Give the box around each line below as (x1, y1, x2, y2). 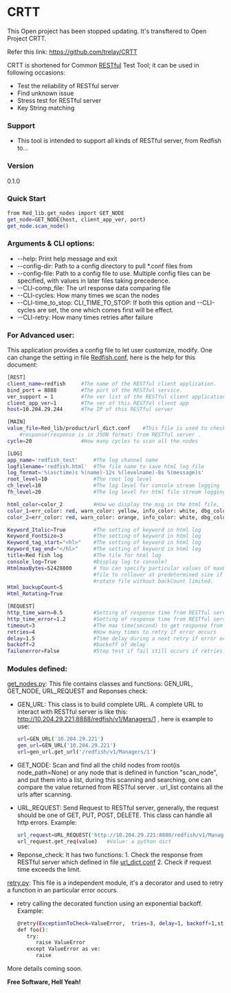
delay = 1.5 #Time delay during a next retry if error (7, 635, 217, 642)
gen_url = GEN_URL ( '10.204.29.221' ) (16, 742, 116, 749)
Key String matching (16, 103, 75, 112)
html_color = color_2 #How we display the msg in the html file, (7, 501, 220, 508)
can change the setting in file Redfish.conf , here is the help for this (7, 353, 196, 362)
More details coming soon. (7, 965, 82, 973)
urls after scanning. (16, 790, 72, 799)
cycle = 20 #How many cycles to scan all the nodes (7, 437, 198, 445)
